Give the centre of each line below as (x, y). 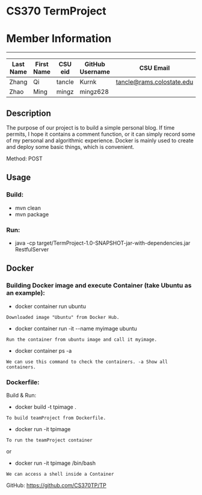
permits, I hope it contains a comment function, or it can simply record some (101, 134)
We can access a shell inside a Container (60, 474)
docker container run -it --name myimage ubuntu (76, 328)
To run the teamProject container (50, 440)
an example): (26, 293)
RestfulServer (32, 249)
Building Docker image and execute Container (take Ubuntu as (99, 286)
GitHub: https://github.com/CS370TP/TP (56, 485)
